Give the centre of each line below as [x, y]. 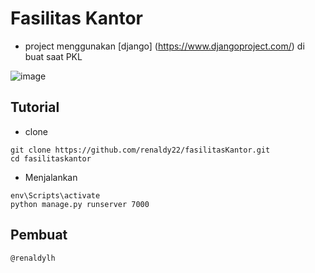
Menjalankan [51, 177]
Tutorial [35, 107]
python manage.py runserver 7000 [80, 204]
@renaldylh [33, 258]
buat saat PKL [53, 56]
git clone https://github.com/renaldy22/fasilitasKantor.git [140, 150]
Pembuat [39, 235]
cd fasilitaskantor [51, 158]
